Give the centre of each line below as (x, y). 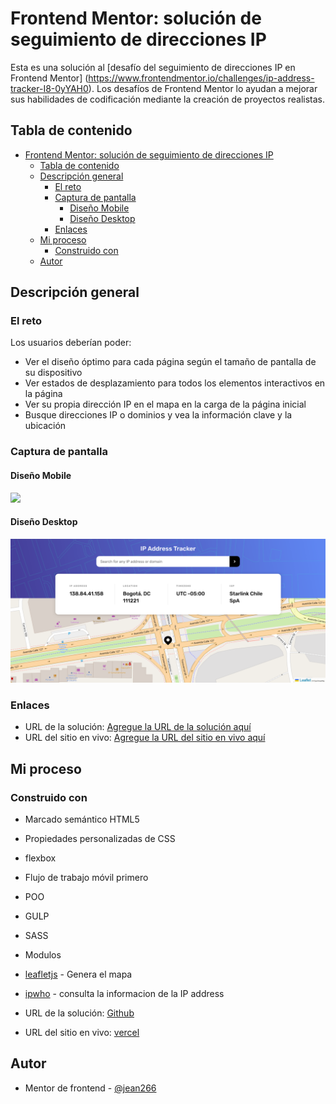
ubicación (45, 426)
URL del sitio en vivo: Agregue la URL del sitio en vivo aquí (145, 738)
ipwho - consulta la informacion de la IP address (124, 994)
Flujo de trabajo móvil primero (86, 878)
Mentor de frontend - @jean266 (90, 1088)
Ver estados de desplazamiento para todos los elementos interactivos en (175, 383)
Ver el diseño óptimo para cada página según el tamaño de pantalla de (170, 362)
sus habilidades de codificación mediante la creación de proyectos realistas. (168, 99)
